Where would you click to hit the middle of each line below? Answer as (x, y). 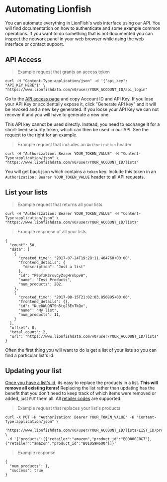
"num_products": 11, (40, 314)
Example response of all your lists (52, 231)
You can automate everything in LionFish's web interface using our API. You (83, 23)
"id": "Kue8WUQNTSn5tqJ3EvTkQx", (53, 306)
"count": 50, (23, 245)
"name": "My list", (38, 310)
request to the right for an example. (42, 135)
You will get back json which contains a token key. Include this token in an (81, 171)
